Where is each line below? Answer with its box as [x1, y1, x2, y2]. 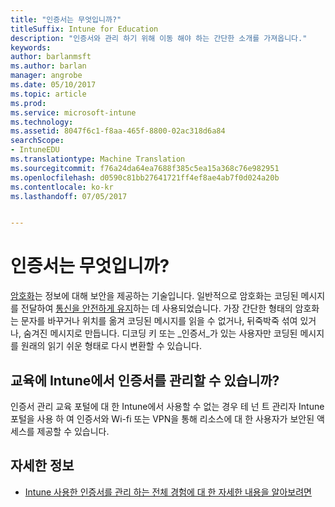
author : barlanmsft [10, 52, 92, 62]
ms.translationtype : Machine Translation [10, 154, 186, 164]
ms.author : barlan [10, 61, 87, 71]
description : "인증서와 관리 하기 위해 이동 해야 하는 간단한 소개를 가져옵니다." [10, 33, 308, 43]
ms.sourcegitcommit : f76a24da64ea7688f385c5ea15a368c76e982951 [10, 163, 280, 173]
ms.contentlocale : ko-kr [10, 182, 114, 192]
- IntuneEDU [10, 145, 60, 155]
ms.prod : [10, 98, 47, 108]
